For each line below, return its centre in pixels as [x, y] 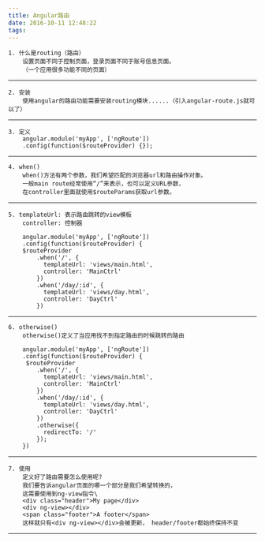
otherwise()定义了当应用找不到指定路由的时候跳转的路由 [104, 336]
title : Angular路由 [39, 15]
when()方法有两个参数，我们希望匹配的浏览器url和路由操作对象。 [115, 176]
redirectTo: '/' [70, 432]
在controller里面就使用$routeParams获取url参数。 [99, 193]
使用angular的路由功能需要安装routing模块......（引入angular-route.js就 [136, 101]
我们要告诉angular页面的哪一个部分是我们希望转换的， [99, 486]
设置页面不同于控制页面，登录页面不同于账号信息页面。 [99, 62]
